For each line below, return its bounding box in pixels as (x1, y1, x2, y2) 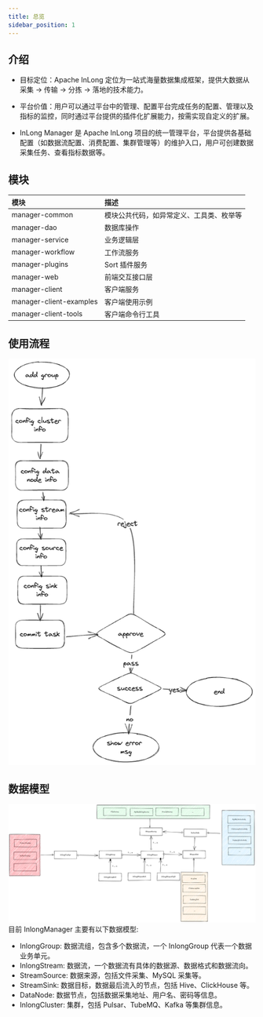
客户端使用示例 (104, 297, 153, 306)
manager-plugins (11, 260, 69, 269)
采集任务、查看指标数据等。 (19, 148, 110, 157)
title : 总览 (8, 13, 45, 20)
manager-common (11, 210, 73, 220)
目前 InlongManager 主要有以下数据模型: (8, 924, 139, 934)
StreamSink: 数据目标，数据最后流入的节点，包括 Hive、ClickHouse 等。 (19, 980, 254, 990)
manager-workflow (11, 247, 75, 257)
